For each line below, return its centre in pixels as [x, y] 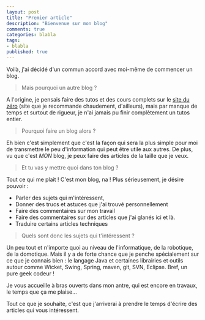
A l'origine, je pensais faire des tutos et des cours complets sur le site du [98, 99]
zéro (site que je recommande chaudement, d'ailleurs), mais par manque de [102, 106]
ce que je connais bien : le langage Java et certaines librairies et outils [95, 260]
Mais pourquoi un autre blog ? [59, 87]
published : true [27, 52]
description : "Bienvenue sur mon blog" [57, 23]
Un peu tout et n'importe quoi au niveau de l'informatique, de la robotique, [100, 247]
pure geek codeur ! [31, 273]
